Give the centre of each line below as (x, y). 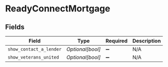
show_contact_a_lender (34, 49)
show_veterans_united (33, 57)
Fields (15, 27)
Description (146, 41)
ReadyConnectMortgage (58, 9)
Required (117, 41)
